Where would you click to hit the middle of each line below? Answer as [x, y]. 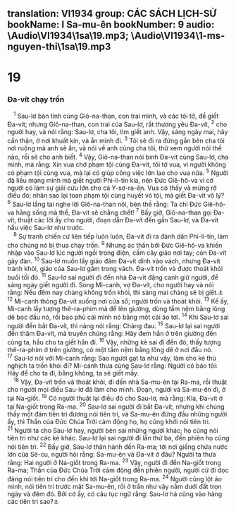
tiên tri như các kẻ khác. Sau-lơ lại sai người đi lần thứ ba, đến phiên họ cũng [118, 438]
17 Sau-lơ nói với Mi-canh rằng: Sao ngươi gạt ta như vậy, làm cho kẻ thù [112, 358]
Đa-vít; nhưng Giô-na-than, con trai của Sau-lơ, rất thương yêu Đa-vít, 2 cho [117, 124]
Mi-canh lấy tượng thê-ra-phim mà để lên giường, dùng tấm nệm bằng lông [116, 308]
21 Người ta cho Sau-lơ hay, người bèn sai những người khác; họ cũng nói [113, 430]
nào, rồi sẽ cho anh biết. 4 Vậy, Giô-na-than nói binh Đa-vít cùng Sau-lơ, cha [118, 156]
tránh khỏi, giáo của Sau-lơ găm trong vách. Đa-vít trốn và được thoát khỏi [115, 269]
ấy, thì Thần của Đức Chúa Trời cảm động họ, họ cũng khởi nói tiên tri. [109, 422]
